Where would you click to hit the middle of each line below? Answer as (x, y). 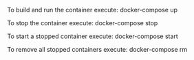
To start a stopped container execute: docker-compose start (93, 36)
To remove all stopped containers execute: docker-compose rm (97, 49)
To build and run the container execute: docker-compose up (92, 10)
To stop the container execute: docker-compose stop (83, 23)
